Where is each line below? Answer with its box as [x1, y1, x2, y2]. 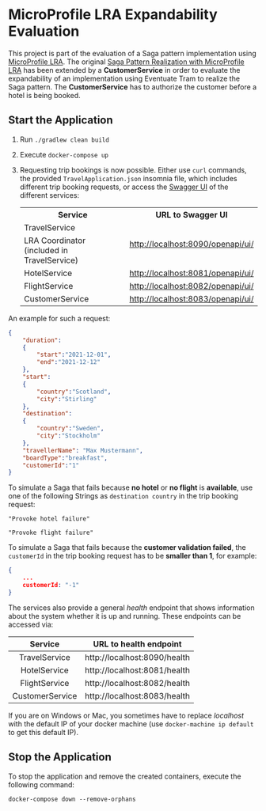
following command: [8, 779, 75, 789]
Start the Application [8, 113, 113, 127]
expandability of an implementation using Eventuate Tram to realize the [8, 74, 240, 83]
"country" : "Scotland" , [36, 388, 112, 396]
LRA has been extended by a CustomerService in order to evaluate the [8, 65, 241, 74]
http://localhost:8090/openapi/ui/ [129, 238, 254, 249]
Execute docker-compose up [19, 150, 109, 159]
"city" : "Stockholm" [36, 432, 101, 440]
